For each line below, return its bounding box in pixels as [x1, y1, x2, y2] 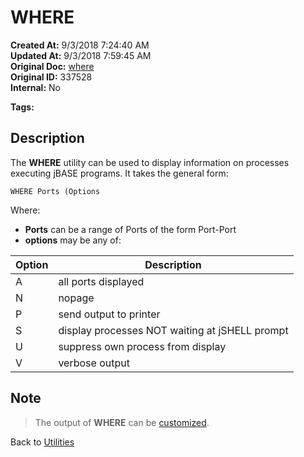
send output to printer [58, 307, 161, 321]
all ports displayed [58, 274, 145, 288]
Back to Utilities [10, 436, 75, 448]
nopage [58, 291, 95, 305]
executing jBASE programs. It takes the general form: [10, 167, 229, 179]
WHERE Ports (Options [10, 186, 101, 196]
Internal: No [10, 81, 61, 93]
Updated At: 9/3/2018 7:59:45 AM [10, 49, 152, 61]
